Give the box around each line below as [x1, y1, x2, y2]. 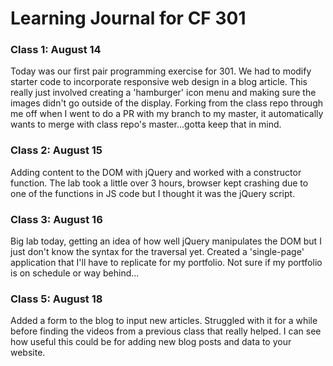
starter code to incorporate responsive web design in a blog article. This [10, 76, 308, 88]
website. [10, 347, 46, 359]
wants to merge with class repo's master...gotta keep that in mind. [10, 118, 282, 131]
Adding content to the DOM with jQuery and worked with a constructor [10, 166, 302, 178]
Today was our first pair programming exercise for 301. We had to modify [10, 65, 312, 77]
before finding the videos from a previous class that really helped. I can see [10, 325, 322, 337]
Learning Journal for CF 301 [10, 7, 247, 30]
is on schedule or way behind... [10, 267, 140, 279]
